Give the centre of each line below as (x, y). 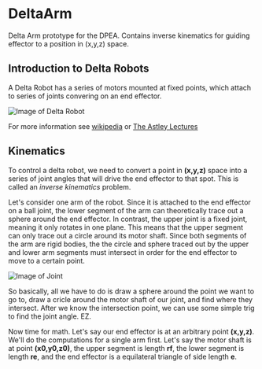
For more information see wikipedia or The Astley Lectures (103, 126)
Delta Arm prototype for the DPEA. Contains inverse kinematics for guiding (129, 35)
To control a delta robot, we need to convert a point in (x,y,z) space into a (128, 170)
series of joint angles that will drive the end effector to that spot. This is (124, 179)
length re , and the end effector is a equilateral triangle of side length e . (123, 356)
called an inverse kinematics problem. (70, 186)
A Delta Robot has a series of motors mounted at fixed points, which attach (130, 87)
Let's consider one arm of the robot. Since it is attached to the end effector (130, 202)
